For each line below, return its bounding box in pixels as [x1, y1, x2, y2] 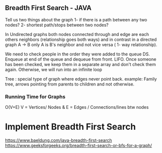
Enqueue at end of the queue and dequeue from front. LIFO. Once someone [5, 56, 157, 62]
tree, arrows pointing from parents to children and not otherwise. [5, 81, 135, 87]
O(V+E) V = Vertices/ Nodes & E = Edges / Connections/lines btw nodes [5, 104, 149, 110]
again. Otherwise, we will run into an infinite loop [5, 67, 102, 72]
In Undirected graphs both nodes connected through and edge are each [5, 31, 149, 37]
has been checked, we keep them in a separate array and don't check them [5, 61, 156, 67]
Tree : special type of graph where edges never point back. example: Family [5, 76, 157, 82]
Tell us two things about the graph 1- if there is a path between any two [5, 17, 147, 22]
